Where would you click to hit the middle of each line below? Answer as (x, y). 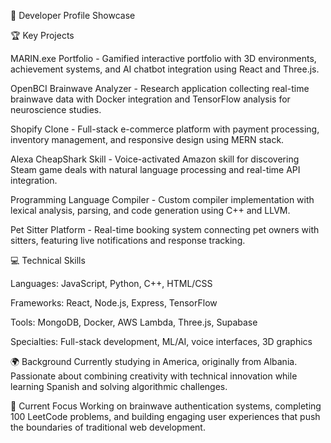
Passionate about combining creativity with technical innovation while (154, 376)
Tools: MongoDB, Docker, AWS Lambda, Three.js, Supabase (134, 322)
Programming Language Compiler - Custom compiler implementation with (162, 199)
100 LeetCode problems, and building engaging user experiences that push (165, 416)
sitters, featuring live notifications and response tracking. (128, 240)
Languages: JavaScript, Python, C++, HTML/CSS (111, 283)
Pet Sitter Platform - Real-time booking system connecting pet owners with (165, 229)
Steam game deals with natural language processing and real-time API (155, 169)
